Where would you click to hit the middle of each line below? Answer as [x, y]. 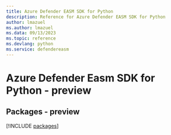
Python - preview [49, 90]
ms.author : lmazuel [30, 28]
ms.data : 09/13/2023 [31, 33]
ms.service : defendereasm [37, 49]
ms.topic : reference [31, 38]
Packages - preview [43, 112]
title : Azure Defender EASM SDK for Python [60, 11]
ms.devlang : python [30, 44]
